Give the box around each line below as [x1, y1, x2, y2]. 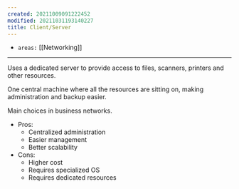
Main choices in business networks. [7, 106, 112, 115]
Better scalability [28, 143, 78, 152]
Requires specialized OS [28, 165, 100, 175]
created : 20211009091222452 [7, 10, 91, 18]
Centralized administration [28, 128, 106, 136]
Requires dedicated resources [28, 173, 117, 182]
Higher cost [28, 158, 63, 167]
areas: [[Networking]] [17, 44, 83, 52]
